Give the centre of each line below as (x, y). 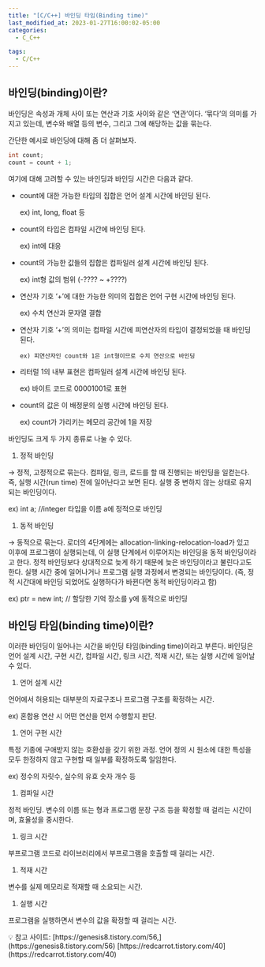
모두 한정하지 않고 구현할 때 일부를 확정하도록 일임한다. (92, 759)
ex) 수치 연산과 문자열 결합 (60, 313)
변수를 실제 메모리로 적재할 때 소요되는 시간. (76, 887)
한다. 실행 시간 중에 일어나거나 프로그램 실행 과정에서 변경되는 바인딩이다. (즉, (127, 572)
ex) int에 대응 (40, 245)
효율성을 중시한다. (46, 820)
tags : (17, 52)
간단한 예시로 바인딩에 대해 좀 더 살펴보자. (72, 140)
